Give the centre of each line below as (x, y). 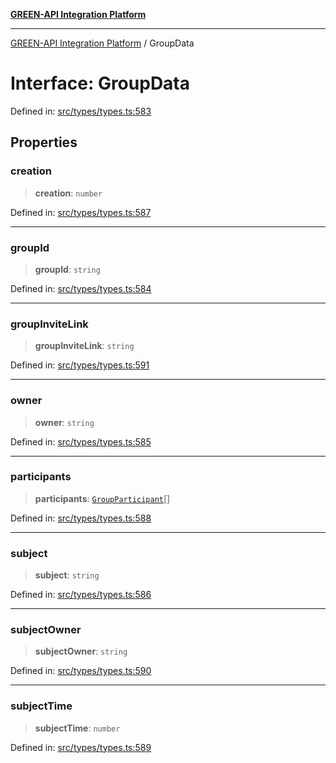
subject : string (67, 575)
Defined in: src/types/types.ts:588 (81, 518)
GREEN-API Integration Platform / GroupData (102, 43)
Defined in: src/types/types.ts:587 (81, 212)
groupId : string (67, 269)
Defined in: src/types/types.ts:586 (81, 595)
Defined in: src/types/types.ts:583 (81, 111)
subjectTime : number (77, 728)
